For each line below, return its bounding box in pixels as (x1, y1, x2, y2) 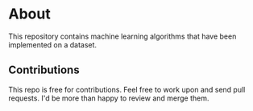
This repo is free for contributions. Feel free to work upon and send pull (8, 84, 246, 94)
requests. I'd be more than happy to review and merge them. (8, 93, 209, 103)
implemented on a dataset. (8, 39, 97, 49)
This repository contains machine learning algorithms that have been (8, 31, 237, 41)
